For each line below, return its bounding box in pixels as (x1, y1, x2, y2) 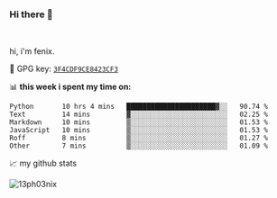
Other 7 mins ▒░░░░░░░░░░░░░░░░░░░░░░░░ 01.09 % (9, 141, 269, 151)
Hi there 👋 (9, 8, 54, 21)
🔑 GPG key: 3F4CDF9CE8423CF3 (9, 63, 119, 75)
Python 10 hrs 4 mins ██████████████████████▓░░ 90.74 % (9, 103, 269, 112)
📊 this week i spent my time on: (9, 81, 132, 93)
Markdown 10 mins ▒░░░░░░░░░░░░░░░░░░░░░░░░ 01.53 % (9, 118, 269, 127)
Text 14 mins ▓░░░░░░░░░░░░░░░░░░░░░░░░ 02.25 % (9, 110, 269, 120)
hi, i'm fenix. (9, 46, 55, 57)
